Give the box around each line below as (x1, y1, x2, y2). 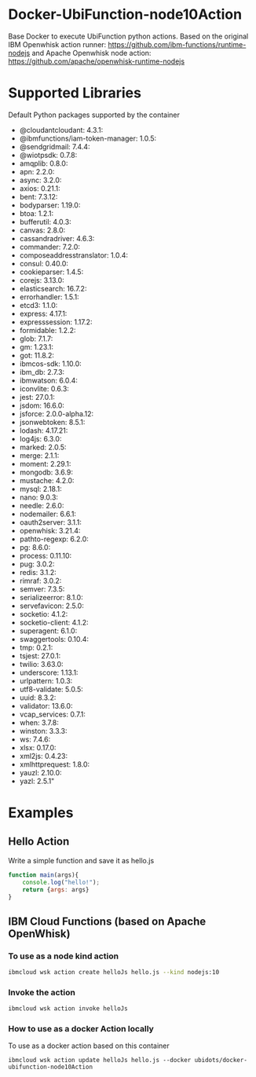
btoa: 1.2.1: (19, 208, 53, 218)
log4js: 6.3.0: (19, 434, 62, 443)
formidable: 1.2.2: (19, 325, 76, 335)
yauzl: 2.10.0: (19, 767, 62, 777)
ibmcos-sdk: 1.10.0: (19, 359, 82, 368)
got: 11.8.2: (19, 350, 55, 360)
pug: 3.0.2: (19, 559, 55, 569)
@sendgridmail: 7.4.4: (19, 141, 90, 151)
